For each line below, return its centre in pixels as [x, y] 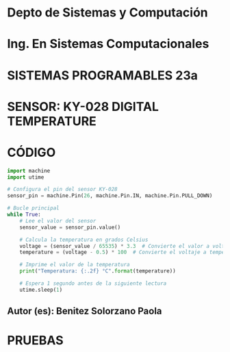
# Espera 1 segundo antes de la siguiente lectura [93, 284]
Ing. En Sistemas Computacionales [108, 44]
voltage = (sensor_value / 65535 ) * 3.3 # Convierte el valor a [115, 246]
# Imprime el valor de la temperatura [75, 265]
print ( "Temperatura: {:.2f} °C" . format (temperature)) [98, 271]
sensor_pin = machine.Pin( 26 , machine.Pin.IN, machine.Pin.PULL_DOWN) [110, 196]
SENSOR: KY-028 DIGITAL [83, 106]
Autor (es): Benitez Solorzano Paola [85, 311]
